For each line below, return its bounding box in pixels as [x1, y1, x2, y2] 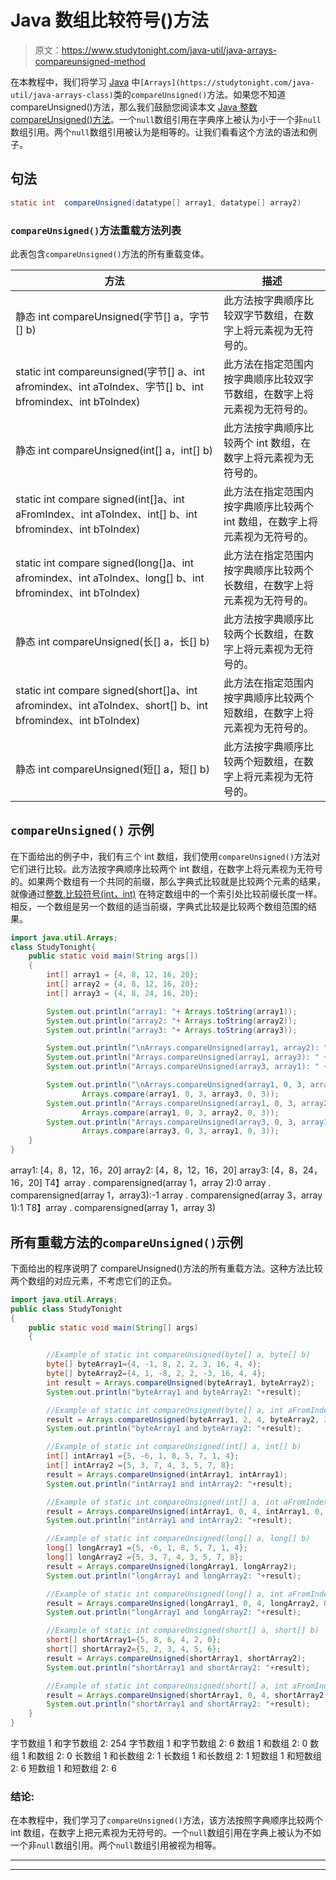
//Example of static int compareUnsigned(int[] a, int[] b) [46, 1442, 302, 1452]
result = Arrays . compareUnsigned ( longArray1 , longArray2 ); [46, 1561, 298, 1571]
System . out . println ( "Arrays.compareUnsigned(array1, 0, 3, [46, 1098, 298, 1108]
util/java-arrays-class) [10, 90, 114, 100]
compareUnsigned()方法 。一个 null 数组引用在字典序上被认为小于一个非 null [10, 113, 322, 125]
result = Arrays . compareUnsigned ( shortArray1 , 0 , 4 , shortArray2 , [46, 1690, 329, 1700]
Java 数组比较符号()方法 [10, 9, 209, 32]
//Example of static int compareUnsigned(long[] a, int [46, 1589, 284, 1599]
